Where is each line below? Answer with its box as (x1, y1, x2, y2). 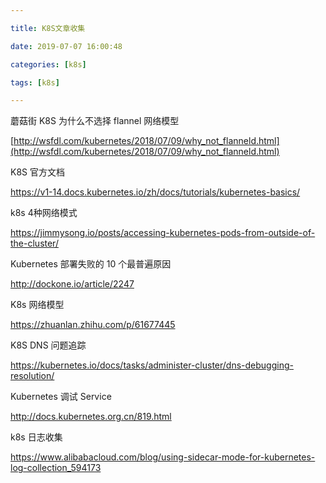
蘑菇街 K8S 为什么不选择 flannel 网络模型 (10, 115, 180, 127)
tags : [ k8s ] (10, 77, 60, 88)
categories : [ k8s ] (10, 59, 87, 70)
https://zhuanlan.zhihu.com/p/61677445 (10, 319, 176, 331)
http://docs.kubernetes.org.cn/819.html (10, 411, 172, 423)
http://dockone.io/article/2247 (10, 278, 135, 290)
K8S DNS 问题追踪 (10, 339, 87, 351)
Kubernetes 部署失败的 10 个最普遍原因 (10, 258, 172, 270)
